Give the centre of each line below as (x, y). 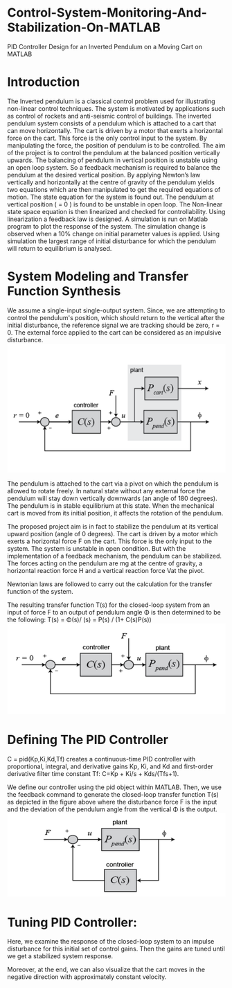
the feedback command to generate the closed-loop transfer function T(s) (113, 795)
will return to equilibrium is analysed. (60, 248)
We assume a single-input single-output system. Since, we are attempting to (116, 310)
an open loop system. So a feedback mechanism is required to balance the (114, 167)
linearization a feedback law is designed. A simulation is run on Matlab (108, 219)
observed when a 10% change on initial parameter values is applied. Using (114, 233)
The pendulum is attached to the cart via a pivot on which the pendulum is (113, 484)
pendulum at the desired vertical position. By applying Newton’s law (104, 175)
